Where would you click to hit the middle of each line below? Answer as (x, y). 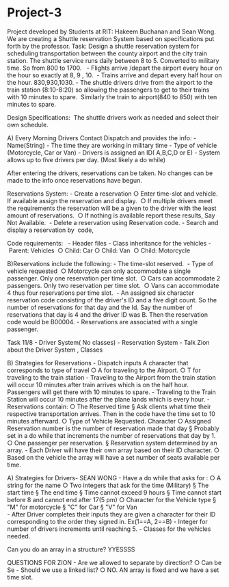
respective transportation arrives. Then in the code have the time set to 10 (111, 414)
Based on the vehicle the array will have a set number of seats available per (113, 457)
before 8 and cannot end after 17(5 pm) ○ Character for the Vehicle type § (112, 499)
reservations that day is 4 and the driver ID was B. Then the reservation (108, 314)
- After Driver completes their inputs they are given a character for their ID (111, 514)
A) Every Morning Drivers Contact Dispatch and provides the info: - (102, 138)
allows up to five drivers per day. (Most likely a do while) (86, 159)
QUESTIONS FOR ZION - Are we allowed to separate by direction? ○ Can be (114, 562)
